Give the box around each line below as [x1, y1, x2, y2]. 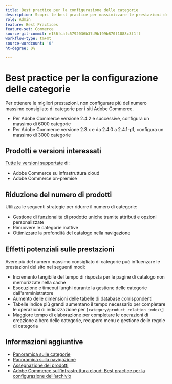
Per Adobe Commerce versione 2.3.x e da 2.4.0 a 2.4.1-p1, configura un [12, 126, 164, 132]
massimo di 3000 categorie [12, 132, 71, 138]
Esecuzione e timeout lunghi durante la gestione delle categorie [12, 285, 147, 291]
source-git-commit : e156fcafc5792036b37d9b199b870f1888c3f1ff [5, 31, 141, 36]
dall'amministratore [12, 290, 54, 296]
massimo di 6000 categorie [12, 121, 71, 127]
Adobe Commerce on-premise [12, 175, 77, 182]
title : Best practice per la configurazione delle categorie [5, 7, 139, 13]
